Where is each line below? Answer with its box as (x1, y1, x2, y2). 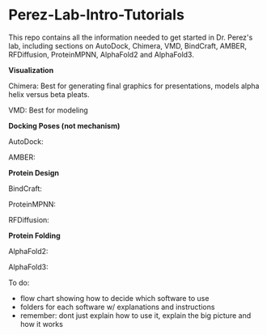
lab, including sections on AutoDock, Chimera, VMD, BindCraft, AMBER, (8, 40, 248, 50)
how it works (19, 319, 63, 329)
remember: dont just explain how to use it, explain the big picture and (19, 310, 252, 320)
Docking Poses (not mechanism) (8, 121, 121, 130)
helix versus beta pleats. (8, 89, 90, 99)
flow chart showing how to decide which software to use (19, 293, 210, 303)
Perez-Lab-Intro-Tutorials (8, 6, 184, 24)
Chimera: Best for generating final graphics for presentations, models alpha (8, 81, 260, 91)
